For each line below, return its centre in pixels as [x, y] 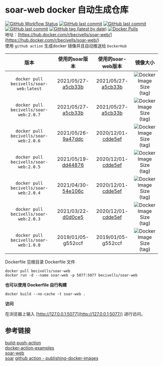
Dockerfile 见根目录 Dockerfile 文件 [40, 262]
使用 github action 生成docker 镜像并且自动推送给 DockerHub [66, 46]
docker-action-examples [30, 348]
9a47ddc [73, 139]
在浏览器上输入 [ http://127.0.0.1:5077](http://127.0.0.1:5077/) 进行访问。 [75, 314]
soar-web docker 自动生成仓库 [67, 10]
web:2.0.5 [29, 167]
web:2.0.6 [29, 141]
